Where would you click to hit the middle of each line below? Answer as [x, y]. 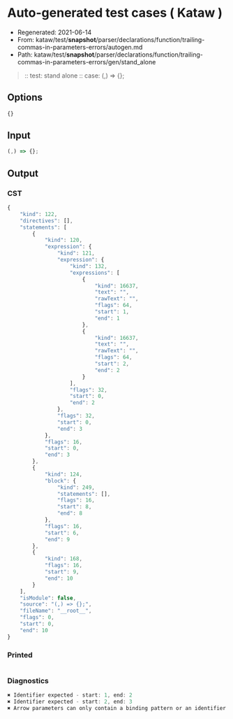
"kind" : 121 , [76, 253]
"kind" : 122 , [39, 214]
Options [25, 98]
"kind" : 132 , [89, 266]
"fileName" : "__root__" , [56, 611]
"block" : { [60, 480]
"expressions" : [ [95, 273]
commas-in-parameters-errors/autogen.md [80, 47]
